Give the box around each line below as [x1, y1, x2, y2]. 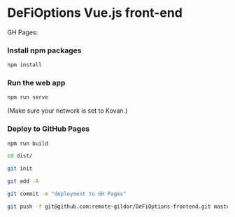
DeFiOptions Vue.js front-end [7, 5, 183, 21]
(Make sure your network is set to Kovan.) [7, 106, 128, 115]
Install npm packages [7, 45, 82, 55]
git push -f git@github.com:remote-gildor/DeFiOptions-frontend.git [7, 203, 211, 210]
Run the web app [7, 78, 66, 88]
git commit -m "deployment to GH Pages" [7, 190, 127, 197]
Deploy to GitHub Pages [7, 124, 90, 134]
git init [7, 165, 33, 172]
